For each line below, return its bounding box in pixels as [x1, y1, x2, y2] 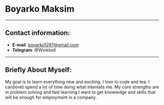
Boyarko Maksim [5, 3, 75, 15]
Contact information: [5, 29, 70, 37]
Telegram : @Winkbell [12, 47, 56, 53]
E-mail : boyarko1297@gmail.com [12, 42, 79, 47]
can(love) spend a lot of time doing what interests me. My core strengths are [5, 84, 159, 90]
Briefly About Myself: [5, 66, 72, 74]
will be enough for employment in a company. [5, 94, 97, 100]
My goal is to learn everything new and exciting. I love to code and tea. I [5, 79, 150, 84]
